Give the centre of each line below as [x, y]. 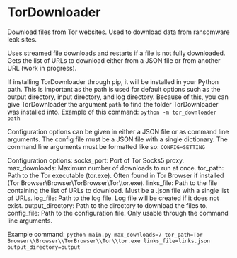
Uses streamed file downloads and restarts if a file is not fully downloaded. [116, 53]
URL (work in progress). [42, 68]
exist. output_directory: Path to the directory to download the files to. [108, 205]
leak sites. [22, 39]
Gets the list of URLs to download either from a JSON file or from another [114, 60]
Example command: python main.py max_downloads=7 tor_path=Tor [105, 234]
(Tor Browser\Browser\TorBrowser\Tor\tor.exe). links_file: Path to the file [112, 183]
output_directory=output [44, 247]
